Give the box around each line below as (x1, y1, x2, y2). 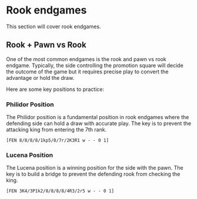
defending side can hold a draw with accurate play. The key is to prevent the (6, 120, 192, 127)
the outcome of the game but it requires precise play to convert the (6, 68, 169, 75)
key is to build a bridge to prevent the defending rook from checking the (6, 171, 181, 178)
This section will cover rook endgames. (6, 23, 101, 30)
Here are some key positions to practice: (6, 86, 105, 93)
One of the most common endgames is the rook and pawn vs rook (6, 55, 166, 62)
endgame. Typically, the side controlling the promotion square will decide (6, 62, 183, 69)
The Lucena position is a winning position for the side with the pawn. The (6, 164, 183, 171)
